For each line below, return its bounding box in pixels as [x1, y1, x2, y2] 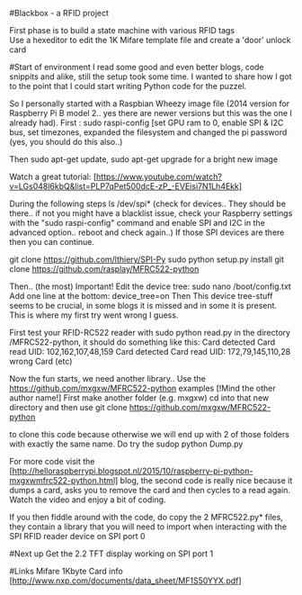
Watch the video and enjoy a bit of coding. [9, 494, 166, 505]
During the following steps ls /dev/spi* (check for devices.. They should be [9, 198, 286, 209]
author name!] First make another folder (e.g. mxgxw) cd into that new [9, 392, 270, 403]
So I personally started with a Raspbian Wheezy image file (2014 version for [9, 98, 290, 109]
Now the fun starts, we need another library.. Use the [9, 374, 207, 383]
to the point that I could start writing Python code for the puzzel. [9, 81, 247, 91]
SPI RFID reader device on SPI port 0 [9, 531, 146, 541]
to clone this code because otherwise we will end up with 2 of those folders [9, 429, 290, 439]
